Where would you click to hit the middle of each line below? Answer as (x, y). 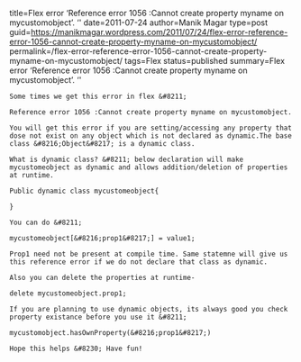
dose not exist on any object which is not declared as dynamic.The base (151, 136)
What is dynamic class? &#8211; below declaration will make (127, 159)
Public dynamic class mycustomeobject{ (84, 191)
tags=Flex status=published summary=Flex (205, 61)
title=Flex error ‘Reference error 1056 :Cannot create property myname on (146, 13)
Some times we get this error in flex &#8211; (98, 96)
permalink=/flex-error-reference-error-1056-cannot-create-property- (138, 51)
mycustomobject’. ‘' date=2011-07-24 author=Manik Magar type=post (139, 23)
